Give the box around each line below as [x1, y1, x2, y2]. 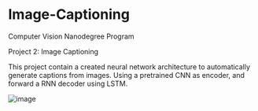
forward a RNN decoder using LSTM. [8, 79, 128, 88]
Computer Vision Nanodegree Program [8, 31, 135, 41]
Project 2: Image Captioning [8, 46, 99, 56]
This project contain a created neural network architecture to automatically [8, 61, 250, 72]
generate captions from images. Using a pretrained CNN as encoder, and [8, 70, 245, 80]
